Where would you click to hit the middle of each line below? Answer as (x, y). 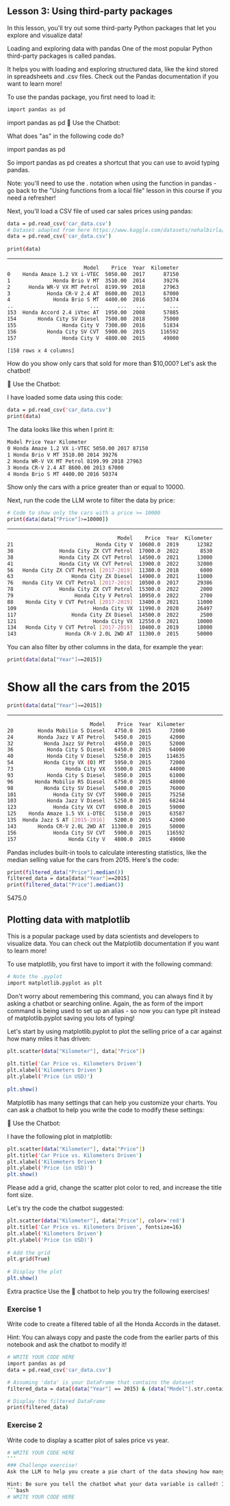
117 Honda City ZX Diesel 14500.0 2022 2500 (110, 615)
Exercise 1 (24, 1309)
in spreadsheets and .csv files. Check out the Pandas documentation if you (113, 76)
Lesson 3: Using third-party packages (90, 11)
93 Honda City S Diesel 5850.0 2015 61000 (96, 775)
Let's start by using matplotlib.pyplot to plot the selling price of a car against (115, 1031)
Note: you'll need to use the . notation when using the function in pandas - (112, 183)
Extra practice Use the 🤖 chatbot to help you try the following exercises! (108, 1291)
